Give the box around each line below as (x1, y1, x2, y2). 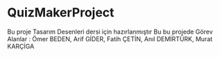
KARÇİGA (7, 42, 35, 50)
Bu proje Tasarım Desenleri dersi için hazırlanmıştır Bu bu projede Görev (7, 27, 213, 36)
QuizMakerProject (7, 5, 115, 21)
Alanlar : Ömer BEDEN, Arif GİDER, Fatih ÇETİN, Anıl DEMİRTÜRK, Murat (7, 34, 213, 43)
